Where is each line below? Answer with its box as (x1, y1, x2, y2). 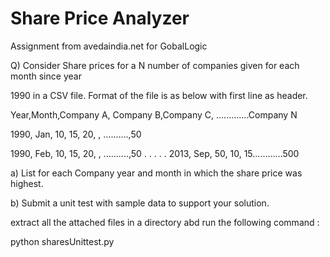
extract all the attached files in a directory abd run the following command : (10, 216, 320, 228)
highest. (10, 177, 44, 189)
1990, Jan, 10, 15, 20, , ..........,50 (10, 128, 142, 140)
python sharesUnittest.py (10, 235, 115, 247)
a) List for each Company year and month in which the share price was (10, 167, 303, 179)
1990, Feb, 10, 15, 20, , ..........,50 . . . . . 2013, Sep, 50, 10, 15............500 (10, 147, 300, 159)
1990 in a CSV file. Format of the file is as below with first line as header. (10, 89, 308, 101)
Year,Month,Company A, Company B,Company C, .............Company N (10, 108, 298, 121)
